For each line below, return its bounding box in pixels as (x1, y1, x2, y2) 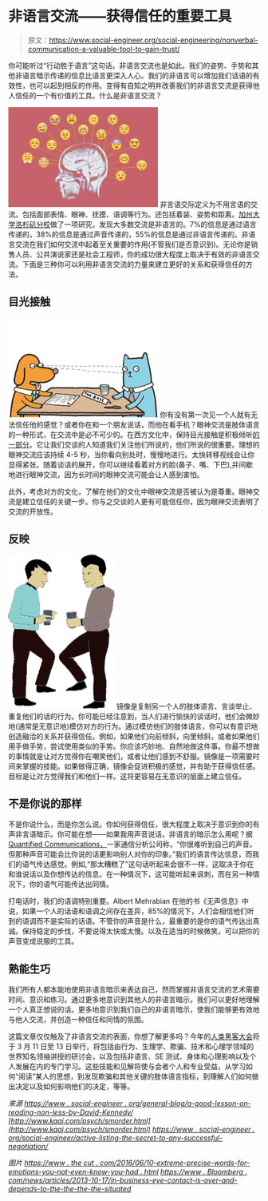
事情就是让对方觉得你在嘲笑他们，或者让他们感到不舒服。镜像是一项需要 (14, 751, 253, 761)
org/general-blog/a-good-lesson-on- (128, 1099, 251, 1108)
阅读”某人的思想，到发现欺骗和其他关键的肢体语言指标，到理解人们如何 (18, 1072, 253, 1081)
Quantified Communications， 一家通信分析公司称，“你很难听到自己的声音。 (8, 840, 257, 849)
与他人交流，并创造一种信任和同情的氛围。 (8, 1015, 148, 1024)
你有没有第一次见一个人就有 (159, 409, 251, 420)
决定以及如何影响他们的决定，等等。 (14, 1082, 134, 1092)
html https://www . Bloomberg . (144, 1167, 247, 1177)
